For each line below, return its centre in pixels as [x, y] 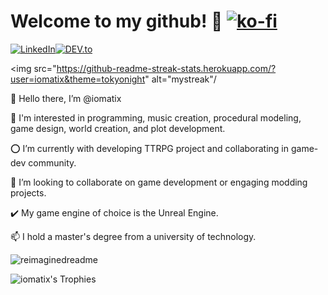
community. [52, 162]
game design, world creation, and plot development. [118, 128]
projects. [28, 192]
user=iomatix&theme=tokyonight [78, 79]
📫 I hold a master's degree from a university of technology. [133, 236]
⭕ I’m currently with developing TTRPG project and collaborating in [150, 148]
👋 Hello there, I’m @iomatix [66, 98]
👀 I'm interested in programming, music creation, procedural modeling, [156, 117]
